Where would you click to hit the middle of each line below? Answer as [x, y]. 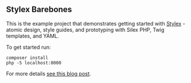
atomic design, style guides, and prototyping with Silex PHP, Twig [85, 30]
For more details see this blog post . [49, 73]
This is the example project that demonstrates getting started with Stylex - [96, 23]
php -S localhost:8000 [34, 63]
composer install [27, 57]
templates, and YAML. [33, 36]
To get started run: [28, 47]
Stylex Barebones [39, 10]
